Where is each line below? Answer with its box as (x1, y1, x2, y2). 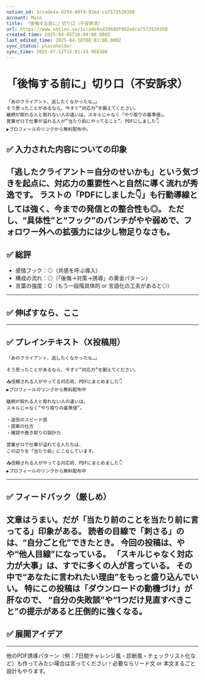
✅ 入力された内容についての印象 (6, 144, 128, 155)
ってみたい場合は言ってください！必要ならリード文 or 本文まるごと (27, 659, 196, 667)
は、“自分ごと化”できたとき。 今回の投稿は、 (6, 537, 177, 547)
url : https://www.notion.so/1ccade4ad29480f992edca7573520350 (6, 26, 168, 32)
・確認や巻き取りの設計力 (6, 430, 61, 436)
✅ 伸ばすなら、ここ (6, 307, 79, 318)
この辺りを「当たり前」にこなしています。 (6, 448, 97, 454)
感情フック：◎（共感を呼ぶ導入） (15, 267, 101, 274)
